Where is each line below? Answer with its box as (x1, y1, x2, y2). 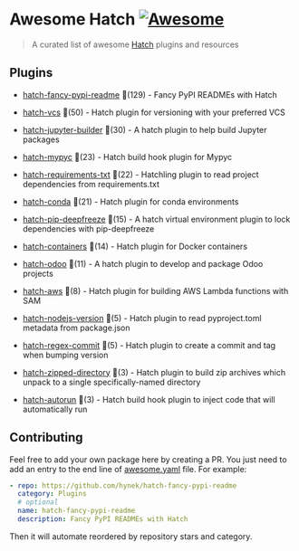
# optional (17, 498, 59, 507)
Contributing (9, 430, 83, 445)
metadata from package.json (22, 322, 130, 333)
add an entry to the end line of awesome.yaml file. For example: (9, 463, 247, 474)
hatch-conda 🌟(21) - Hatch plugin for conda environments (22, 195, 239, 207)
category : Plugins (17, 489, 88, 499)
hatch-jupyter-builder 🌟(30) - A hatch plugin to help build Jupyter (22, 124, 267, 135)
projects (22, 268, 54, 279)
